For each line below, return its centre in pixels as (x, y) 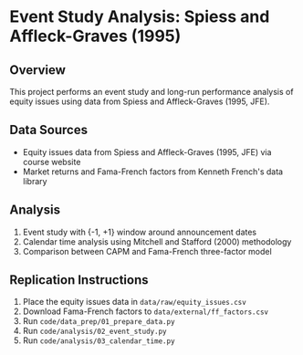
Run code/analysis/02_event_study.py (94, 331)
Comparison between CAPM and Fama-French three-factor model (147, 251)
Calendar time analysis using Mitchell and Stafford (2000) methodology (157, 241)
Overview (38, 70)
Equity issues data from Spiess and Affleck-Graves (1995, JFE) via (147, 151)
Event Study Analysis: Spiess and (140, 17)
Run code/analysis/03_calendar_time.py (99, 340)
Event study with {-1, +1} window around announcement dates (140, 232)
